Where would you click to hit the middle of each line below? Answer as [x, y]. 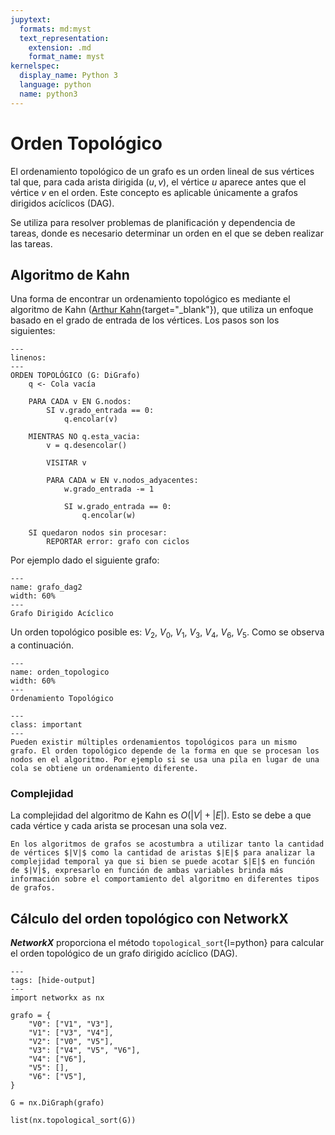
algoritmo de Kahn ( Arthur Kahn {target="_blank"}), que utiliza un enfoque [162, 310]
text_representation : [64, 38]
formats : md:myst [55, 29]
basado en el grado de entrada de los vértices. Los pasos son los [145, 320]
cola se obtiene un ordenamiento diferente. [104, 769]
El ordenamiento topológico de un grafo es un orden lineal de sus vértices [162, 171]
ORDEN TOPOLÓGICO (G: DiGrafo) [75, 376]
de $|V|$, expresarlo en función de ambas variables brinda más [147, 871]
